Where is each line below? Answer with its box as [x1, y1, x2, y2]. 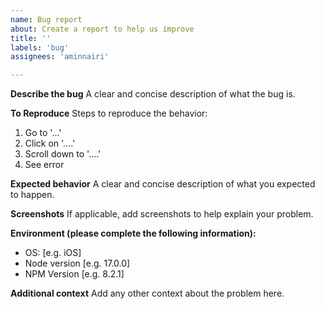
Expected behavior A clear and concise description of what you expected [10, 178, 316, 190]
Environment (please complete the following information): [10, 227, 257, 240]
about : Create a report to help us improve [10, 24, 195, 34]
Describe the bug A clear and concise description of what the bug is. [10, 88, 296, 100]
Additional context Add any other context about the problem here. [10, 287, 285, 300]
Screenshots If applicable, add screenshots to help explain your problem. [10, 208, 314, 220]
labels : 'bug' [10, 42, 70, 53]
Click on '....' [24, 137, 76, 150]
